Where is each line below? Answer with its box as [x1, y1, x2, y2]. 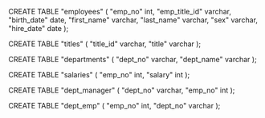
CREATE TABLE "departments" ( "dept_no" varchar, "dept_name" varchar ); [8, 55, 257, 64]
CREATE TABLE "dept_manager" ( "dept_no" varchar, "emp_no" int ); [8, 85, 235, 95]
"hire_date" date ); [8, 24, 69, 33]
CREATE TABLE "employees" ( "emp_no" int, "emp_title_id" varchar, [8, 7, 231, 16]
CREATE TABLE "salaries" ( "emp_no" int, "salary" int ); [8, 70, 190, 79]
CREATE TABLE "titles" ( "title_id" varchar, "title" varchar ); [8, 39, 202, 49]
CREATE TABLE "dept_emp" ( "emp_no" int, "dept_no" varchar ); [8, 101, 221, 110]
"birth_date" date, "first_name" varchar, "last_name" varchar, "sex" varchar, [8, 15, 259, 25]
